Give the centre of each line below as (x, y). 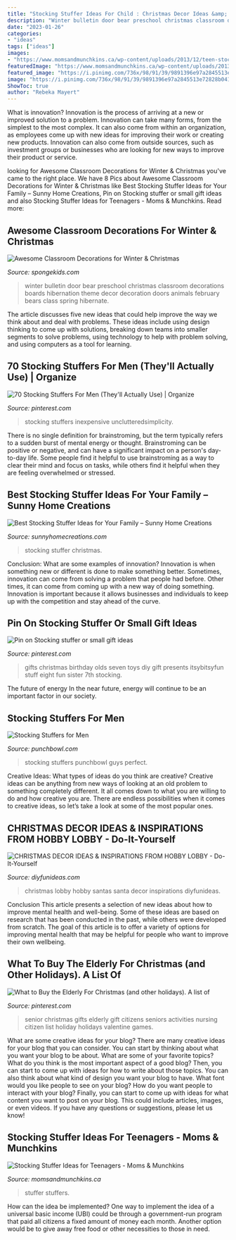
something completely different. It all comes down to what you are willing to (117, 791)
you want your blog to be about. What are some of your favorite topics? (111, 1055)
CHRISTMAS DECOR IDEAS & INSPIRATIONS (105, 828)
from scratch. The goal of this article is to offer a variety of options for (109, 927)
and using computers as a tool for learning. (70, 344)
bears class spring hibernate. (67, 301)
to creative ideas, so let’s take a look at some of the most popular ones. (110, 806)
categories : (25, 33)
